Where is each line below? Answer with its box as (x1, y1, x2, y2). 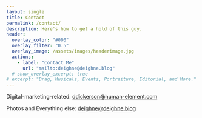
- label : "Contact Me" (17, 59, 75, 65)
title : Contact (6, 15, 45, 21)
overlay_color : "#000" (12, 37, 69, 43)
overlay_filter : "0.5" (12, 43, 69, 49)
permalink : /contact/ (6, 20, 61, 26)
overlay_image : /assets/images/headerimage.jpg (12, 48, 135, 54)
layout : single (6, 8, 45, 15)
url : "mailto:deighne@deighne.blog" (22, 65, 115, 71)
